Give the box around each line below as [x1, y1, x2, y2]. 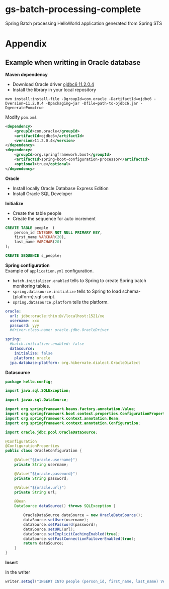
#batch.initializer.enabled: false [10, 341, 84, 347]
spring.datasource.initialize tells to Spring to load [12, 288, 121, 294]
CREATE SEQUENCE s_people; [5, 253, 62, 258]
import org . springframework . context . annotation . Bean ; [5, 416, 121, 421]
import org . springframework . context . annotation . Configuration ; [5, 421, 141, 426]
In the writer [5, 569, 31, 575]
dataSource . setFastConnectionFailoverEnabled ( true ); [23, 536, 136, 541]
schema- [122, 288, 141, 294]
